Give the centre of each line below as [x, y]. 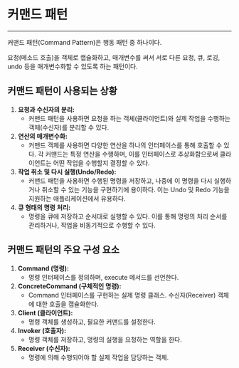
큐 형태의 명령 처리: [44, 207]
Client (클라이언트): [45, 312]
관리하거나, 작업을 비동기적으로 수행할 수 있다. [92, 225]
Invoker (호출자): [42, 330]
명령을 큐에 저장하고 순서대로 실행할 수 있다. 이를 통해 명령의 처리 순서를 [128, 216]
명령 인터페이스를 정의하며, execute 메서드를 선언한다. [103, 277]
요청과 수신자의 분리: [46, 109]
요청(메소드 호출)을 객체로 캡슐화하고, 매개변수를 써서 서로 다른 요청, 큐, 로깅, [114, 57]
